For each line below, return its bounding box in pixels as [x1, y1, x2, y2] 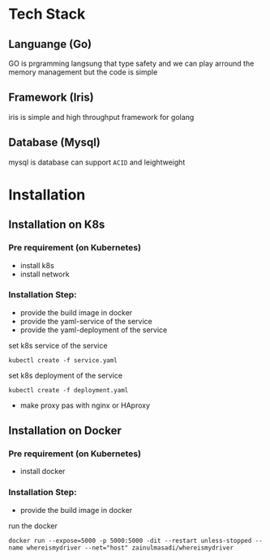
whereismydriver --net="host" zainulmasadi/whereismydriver [26, 544, 234, 552]
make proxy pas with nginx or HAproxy [19, 400, 151, 410]
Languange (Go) [8, 37, 92, 51]
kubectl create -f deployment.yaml [8, 386, 129, 394]
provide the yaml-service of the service [19, 316, 152, 326]
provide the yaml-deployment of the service [19, 325, 168, 335]
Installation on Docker [8, 424, 122, 438]
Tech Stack [8, 5, 86, 24]
